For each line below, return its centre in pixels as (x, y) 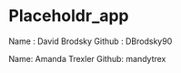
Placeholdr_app (69, 16)
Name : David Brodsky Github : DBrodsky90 (90, 41)
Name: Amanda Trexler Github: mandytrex (87, 58)
